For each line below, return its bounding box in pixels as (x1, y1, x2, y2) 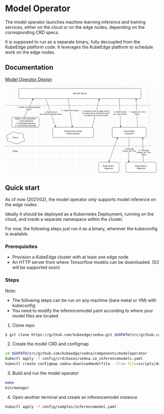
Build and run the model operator (12, 370, 79, 376)
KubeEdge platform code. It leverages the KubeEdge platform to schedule (5, 44, 153, 50)
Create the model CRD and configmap (12, 341, 89, 347)
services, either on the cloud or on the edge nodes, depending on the (5, 24, 145, 30)
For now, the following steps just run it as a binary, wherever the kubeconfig (5, 225, 158, 232)
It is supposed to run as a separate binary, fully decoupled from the (5, 39, 141, 44)
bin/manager (5, 385, 29, 390)
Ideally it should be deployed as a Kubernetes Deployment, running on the (5, 211, 154, 217)
